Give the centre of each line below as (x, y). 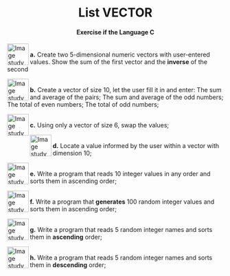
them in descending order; (68, 265)
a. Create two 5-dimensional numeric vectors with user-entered (120, 55)
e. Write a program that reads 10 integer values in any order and (120, 174)
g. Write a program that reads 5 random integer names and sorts (121, 230)
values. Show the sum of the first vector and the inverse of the (119, 62)
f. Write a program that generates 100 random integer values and (122, 202)
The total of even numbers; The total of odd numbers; (83, 105)
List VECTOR (115, 13)
